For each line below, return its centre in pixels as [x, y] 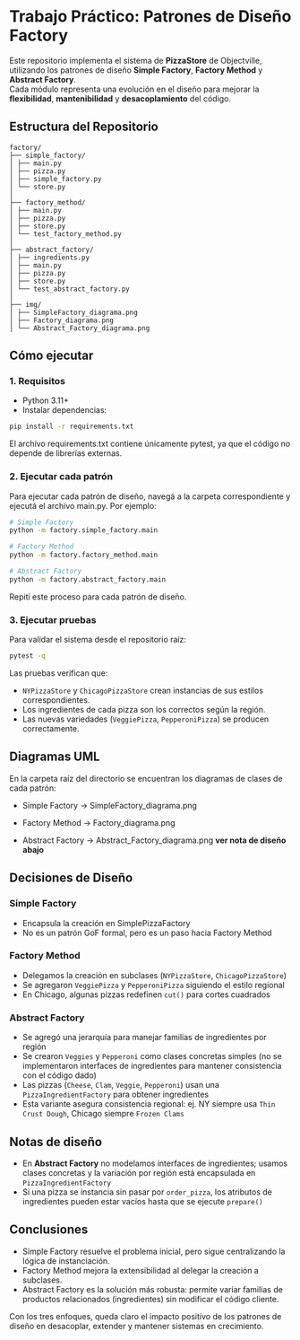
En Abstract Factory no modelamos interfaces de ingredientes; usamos [155, 1163]
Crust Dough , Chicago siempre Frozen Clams [103, 1114]
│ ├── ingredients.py [50, 258]
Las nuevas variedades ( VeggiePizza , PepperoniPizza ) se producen [146, 719]
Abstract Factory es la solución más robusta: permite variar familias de [153, 1289]
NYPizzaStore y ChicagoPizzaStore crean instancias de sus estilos [143, 691]
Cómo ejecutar [51, 356]
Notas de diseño [56, 1142]
